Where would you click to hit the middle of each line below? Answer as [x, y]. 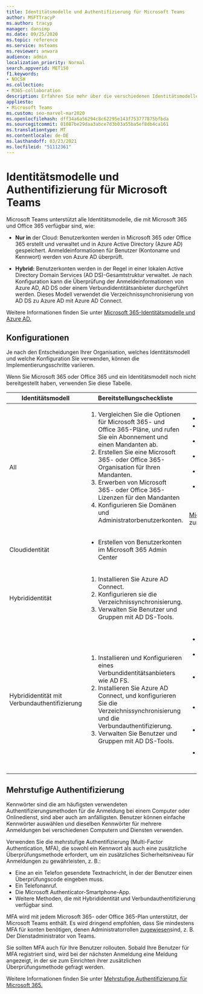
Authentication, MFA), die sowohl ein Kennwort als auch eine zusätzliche [97, 848]
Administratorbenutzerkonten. [140, 520]
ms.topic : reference [32, 40]
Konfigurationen [38, 337]
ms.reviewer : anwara [32, 51]
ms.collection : [25, 85]
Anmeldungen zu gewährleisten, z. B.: [53, 861]
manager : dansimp [28, 29]
